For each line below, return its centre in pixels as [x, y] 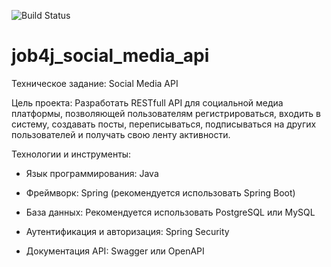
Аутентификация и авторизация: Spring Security [127, 231]
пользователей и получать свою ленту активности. [121, 134]
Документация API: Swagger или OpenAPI [115, 251]
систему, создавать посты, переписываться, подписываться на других [164, 124]
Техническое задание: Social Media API [95, 83]
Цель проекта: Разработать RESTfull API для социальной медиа [147, 102]
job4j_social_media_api [110, 56]
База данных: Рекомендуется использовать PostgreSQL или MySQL [170, 212]
